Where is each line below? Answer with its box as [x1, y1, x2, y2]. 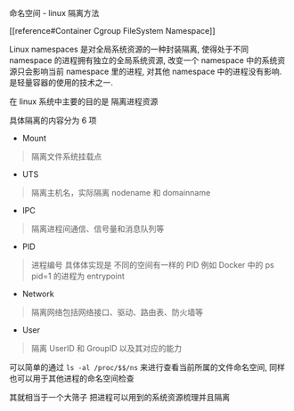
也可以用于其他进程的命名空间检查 [9, 373, 135, 383]
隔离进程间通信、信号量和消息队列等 [30, 223, 165, 234]
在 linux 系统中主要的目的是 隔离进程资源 [9, 96, 159, 107]
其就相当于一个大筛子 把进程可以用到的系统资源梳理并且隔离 [9, 392, 230, 402]
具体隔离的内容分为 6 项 [9, 115, 97, 125]
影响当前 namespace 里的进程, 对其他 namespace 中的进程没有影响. [32, 66, 282, 77]
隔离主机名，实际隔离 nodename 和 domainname [30, 188, 211, 197]
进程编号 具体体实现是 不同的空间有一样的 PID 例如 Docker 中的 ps [30, 260, 274, 270]
